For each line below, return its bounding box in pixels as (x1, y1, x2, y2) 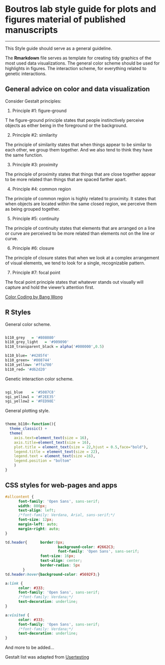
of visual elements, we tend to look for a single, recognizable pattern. (5, 260, 145, 266)
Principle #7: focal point (12, 269, 60, 275)
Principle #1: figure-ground (12, 108, 67, 113)
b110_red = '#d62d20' (5, 367, 48, 372)
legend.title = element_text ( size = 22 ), (14, 449, 100, 454)
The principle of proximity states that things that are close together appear (5, 171, 156, 177)
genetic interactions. (5, 71, 47, 76)
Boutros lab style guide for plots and (5, 3, 156, 15)
